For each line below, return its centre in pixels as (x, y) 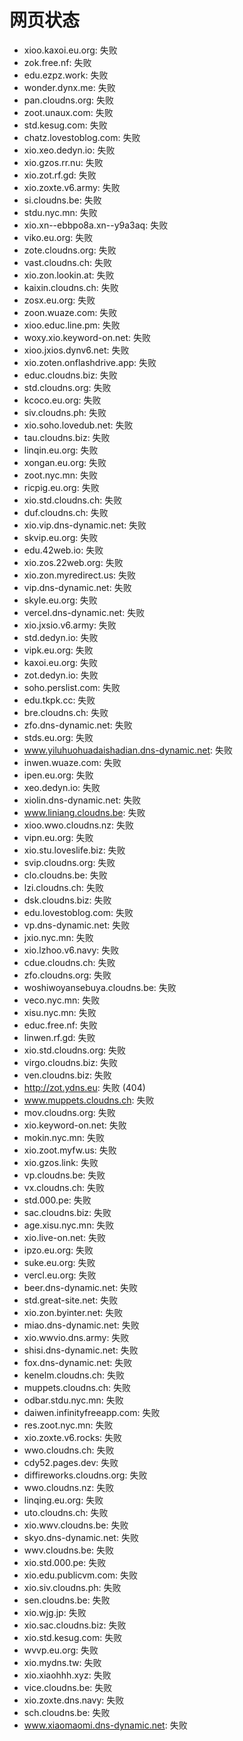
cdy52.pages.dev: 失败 (71, 1462)
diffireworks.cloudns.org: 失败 (85, 1475)
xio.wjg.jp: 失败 (55, 1612)
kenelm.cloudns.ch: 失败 (74, 1375)
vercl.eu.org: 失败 (60, 1275)
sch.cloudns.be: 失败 (67, 1712)
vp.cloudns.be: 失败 (64, 1175)
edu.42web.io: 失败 (63, 550)
